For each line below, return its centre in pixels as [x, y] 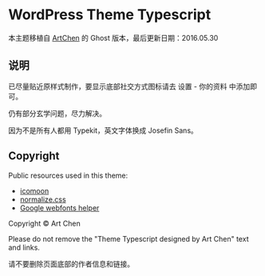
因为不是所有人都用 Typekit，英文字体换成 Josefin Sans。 [103, 130]
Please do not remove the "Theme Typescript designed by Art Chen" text [129, 238]
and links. [24, 247]
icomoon [34, 190]
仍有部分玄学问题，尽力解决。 [57, 113]
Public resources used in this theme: [68, 175]
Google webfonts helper [59, 208]
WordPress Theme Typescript [110, 15]
